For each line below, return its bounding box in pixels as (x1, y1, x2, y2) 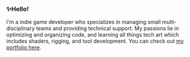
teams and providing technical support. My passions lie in (35, 25, 179, 32)
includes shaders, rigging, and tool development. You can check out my (6, 38, 184, 45)
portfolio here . (6, 44, 41, 51)
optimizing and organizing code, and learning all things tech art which (6, 31, 179, 38)
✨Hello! (6, 5, 29, 13)
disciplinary (6, 25, 35, 32)
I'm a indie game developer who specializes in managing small (6, 19, 161, 26)
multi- (162, 19, 177, 26)
